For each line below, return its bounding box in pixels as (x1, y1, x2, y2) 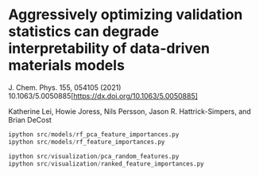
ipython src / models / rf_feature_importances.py (8, 138, 165, 146)
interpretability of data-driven (8, 40, 211, 57)
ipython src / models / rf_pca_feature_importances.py (8, 130, 180, 139)
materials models (8, 57, 126, 75)
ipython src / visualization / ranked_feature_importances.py (8, 159, 204, 168)
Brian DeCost (8, 115, 52, 124)
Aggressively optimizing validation (8, 6, 243, 24)
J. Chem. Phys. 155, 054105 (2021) (8, 82, 122, 92)
